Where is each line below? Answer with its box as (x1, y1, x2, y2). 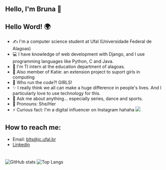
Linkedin (12, 142, 30, 148)
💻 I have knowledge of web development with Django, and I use (12, 51, 145, 57)
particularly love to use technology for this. (12, 90, 101, 96)
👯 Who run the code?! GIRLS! (12, 80, 72, 85)
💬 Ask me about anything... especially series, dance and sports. (12, 95, 143, 102)
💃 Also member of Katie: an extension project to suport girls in (12, 69, 141, 75)
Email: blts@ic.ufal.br (12, 136, 56, 142)
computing (12, 74, 35, 80)
